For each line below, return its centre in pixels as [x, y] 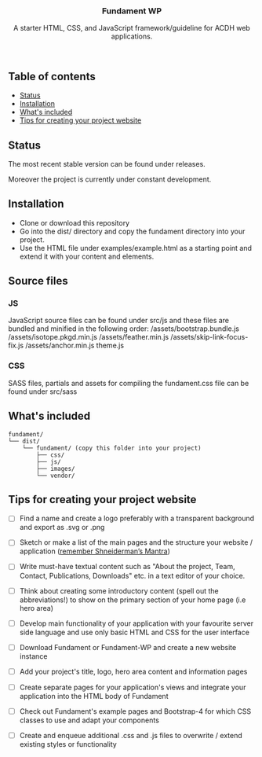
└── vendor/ [56, 476]
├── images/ [56, 469]
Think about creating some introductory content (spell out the [119, 590]
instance [33, 656]
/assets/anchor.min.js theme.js [74, 345]
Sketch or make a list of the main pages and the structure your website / [136, 542]
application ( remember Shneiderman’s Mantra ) [95, 551]
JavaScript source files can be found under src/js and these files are [119, 321]
